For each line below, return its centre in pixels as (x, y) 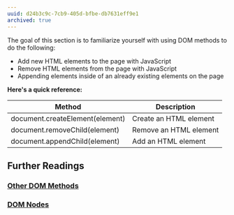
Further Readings (46, 166)
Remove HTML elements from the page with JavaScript (97, 68)
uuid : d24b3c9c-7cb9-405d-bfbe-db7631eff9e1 (73, 14)
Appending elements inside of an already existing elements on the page (120, 76)
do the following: (31, 47)
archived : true (29, 20)
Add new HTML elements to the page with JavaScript (94, 61)
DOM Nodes (28, 205)
